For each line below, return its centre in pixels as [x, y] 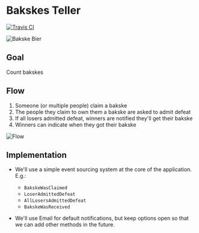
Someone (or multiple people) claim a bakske [71, 105]
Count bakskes [25, 72]
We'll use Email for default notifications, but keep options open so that [102, 218]
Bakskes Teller [44, 11]
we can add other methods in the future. [65, 225]
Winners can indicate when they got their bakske [75, 124]
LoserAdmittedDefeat [50, 195]
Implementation [37, 155]
